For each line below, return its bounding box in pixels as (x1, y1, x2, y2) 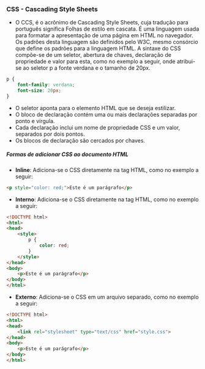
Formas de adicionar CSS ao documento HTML (6, 151, 129, 158)
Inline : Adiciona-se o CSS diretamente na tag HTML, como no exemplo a (15, 166, 199, 173)
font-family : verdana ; (17, 82, 75, 88)
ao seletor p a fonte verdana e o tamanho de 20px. (23, 64, 151, 72)
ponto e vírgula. (15, 117, 55, 124)
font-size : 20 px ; (17, 88, 62, 94)
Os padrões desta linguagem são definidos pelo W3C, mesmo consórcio (15, 39, 198, 46)
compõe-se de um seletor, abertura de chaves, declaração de (15, 51, 171, 59)
